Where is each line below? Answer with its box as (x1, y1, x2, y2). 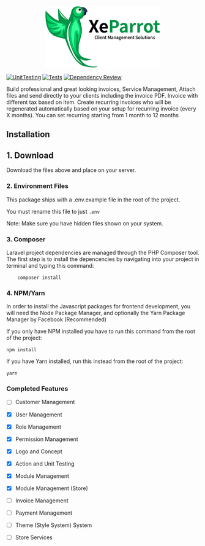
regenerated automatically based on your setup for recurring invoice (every (6, 105, 196, 112)
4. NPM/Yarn (6, 289, 45, 297)
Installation (6, 129, 50, 140)
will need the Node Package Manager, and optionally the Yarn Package (6, 310, 185, 317)
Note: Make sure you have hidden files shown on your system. (6, 219, 163, 227)
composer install (17, 275, 62, 281)
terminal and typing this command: (6, 262, 94, 269)
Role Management (15, 423, 62, 431)
